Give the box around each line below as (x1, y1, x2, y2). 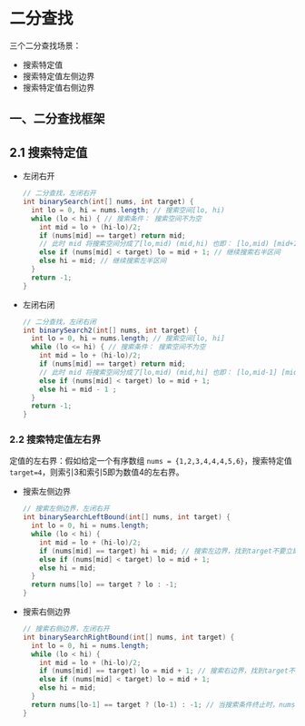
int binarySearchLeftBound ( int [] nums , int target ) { (22, 513, 231, 522)
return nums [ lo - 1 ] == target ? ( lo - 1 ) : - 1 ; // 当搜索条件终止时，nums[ (31, 700, 300, 709)
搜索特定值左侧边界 (22, 70, 95, 82)
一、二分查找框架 (9, 111, 105, 127)
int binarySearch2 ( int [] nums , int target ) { (22, 326, 198, 335)
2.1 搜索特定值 (9, 144, 88, 160)
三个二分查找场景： (9, 40, 82, 51)
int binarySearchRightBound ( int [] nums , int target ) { (22, 633, 235, 642)
